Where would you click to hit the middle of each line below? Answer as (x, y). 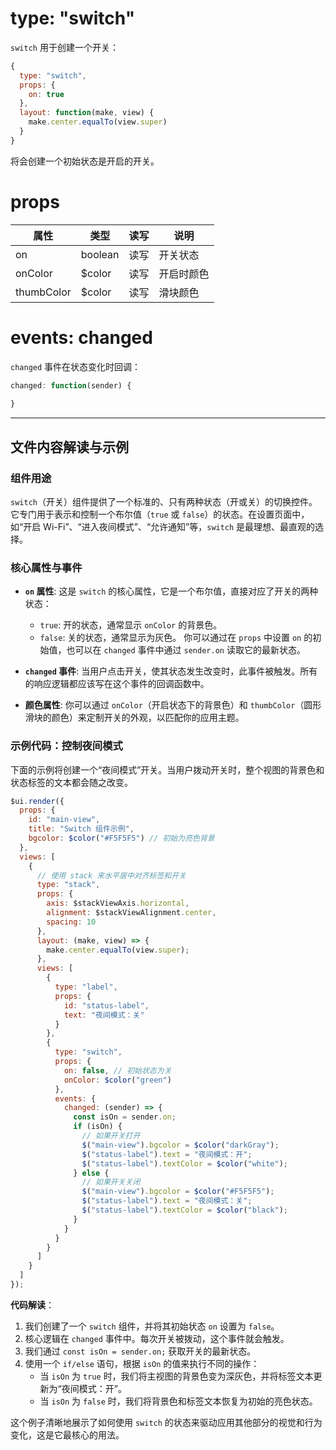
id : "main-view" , (64, 820)
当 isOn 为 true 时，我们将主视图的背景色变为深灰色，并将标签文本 (176, 1376)
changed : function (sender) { (71, 385)
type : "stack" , (68, 885)
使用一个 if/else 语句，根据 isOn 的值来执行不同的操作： (142, 1363)
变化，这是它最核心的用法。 (67, 1434)
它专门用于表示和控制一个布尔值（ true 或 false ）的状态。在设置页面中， (160, 514)
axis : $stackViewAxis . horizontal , (118, 903)
